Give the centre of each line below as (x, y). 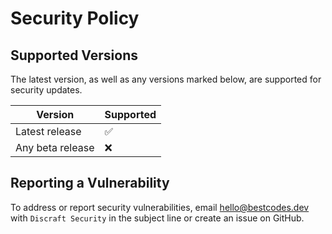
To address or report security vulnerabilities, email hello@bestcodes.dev (160, 207)
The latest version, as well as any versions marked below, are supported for (166, 79)
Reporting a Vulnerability (90, 183)
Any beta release (55, 147)
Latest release (48, 131)
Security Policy (75, 18)
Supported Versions (74, 55)
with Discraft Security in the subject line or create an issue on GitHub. (157, 218)
